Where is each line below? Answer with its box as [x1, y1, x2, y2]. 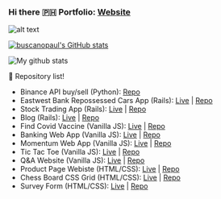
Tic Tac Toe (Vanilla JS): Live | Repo [19, 147, 140, 157]
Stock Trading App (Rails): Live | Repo [19, 104, 147, 114]
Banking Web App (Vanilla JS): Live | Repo [19, 130, 161, 139]
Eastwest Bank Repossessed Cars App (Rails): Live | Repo [19, 96, 213, 106]
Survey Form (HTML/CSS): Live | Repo [19, 181, 148, 191]
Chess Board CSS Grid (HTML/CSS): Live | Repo [19, 172, 181, 183]
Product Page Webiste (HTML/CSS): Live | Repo [19, 164, 180, 174]
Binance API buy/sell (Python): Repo [19, 87, 141, 97]
